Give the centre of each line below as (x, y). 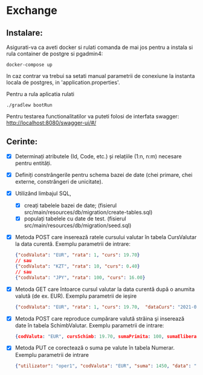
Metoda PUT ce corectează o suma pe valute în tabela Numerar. (95, 348)
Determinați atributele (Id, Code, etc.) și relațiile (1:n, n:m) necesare (98, 156)
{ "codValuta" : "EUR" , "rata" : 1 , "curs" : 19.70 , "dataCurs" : (95, 307)
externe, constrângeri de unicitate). (59, 181)
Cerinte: (22, 142)
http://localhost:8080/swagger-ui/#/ (51, 123)
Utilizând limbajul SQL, (43, 193)
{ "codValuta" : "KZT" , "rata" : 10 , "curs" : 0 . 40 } (77, 266)
